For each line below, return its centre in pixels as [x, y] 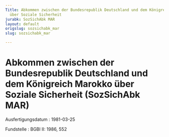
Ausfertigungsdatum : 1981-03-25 [40, 119]
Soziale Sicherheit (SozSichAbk [73, 95]
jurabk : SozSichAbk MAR [30, 19]
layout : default [22, 24]
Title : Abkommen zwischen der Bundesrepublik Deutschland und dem [76, 10]
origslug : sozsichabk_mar [32, 29]
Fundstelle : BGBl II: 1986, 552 [36, 129]
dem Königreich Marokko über [70, 84]
